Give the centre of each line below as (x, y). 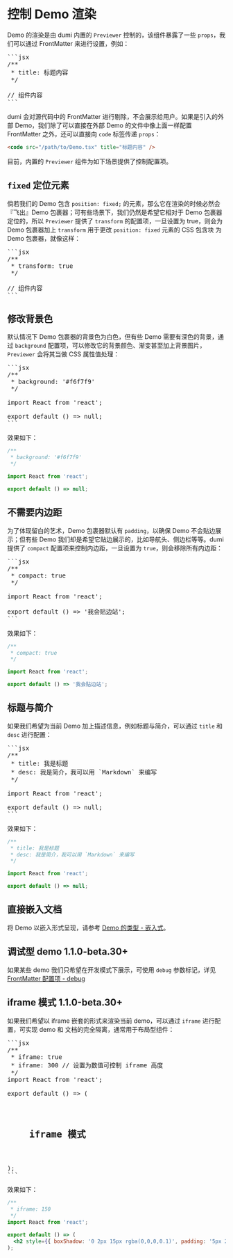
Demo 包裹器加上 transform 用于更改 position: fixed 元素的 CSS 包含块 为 (114, 230)
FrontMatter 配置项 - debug (46, 978)
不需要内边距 (35, 512)
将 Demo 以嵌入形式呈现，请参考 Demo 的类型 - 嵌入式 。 (88, 927)
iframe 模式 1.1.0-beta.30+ (65, 1003)
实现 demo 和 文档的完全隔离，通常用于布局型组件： (100, 1029)
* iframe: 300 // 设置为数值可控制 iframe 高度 (87, 1065)
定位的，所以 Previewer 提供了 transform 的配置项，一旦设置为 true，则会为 (115, 221)
